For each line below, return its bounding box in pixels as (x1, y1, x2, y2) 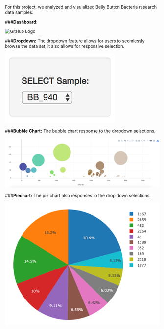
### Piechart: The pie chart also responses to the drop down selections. (5, 192, 151, 198)
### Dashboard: (5, 19, 38, 25)
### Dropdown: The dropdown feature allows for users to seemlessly (5, 38, 145, 44)
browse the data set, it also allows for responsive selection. (5, 43, 125, 49)
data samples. (5, 9, 33, 15)
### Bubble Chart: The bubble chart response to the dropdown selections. (5, 128, 156, 134)
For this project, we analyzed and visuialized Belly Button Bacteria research (5, 4, 157, 10)
